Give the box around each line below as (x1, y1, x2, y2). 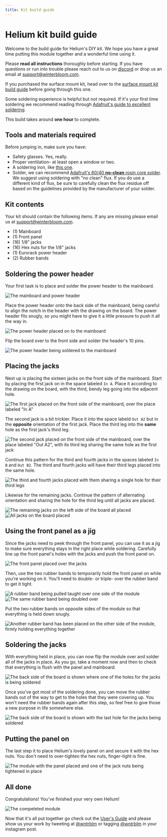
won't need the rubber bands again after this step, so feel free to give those (5, 700, 161, 706)
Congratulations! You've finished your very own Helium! (5, 796, 120, 802)
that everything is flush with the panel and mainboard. (5, 664, 116, 670)
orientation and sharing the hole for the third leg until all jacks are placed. (5, 497, 156, 503)
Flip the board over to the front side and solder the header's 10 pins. (5, 338, 145, 344)
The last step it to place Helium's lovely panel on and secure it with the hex (5, 748, 159, 754)
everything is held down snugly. (5, 611, 71, 617)
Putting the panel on (5, 734, 69, 743)
